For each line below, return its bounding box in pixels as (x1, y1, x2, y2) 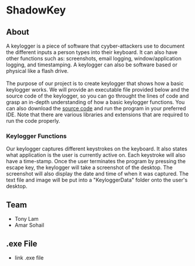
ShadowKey (6, 4, 66, 17)
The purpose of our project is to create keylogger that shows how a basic (6, 80, 184, 87)
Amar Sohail (14, 221, 45, 229)
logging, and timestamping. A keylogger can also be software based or (6, 61, 178, 68)
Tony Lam (14, 216, 39, 223)
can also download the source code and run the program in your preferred (6, 105, 186, 112)
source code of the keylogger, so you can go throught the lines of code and (6, 92, 189, 99)
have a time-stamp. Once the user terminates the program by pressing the (6, 158, 186, 165)
